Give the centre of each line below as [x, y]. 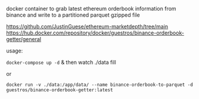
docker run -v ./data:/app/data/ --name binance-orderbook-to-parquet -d [100, 85]
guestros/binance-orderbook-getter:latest [60, 90]
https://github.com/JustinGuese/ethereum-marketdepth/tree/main [87, 27]
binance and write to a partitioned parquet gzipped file [73, 15]
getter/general [24, 39]
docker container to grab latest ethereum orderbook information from [91, 9]
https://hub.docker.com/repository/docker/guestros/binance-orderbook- [95, 33]
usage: [15, 51]
